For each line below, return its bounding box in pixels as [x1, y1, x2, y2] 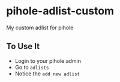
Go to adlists [14, 63, 49, 71]
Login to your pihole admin [14, 57, 82, 64]
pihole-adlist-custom [6, 4, 115, 18]
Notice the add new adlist [14, 70, 80, 77]
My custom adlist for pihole [6, 24, 74, 31]
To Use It [6, 41, 40, 51]
